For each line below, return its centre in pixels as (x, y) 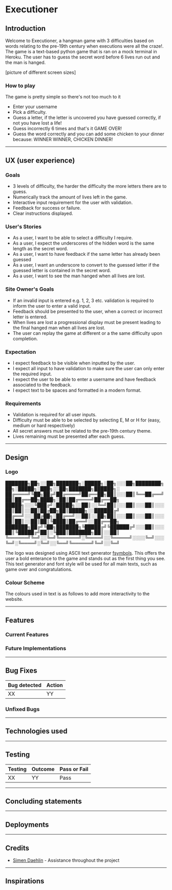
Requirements (23, 403)
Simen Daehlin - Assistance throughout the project (66, 860)
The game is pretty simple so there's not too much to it (63, 97)
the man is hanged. (26, 62)
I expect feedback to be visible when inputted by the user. (74, 363)
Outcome (43, 769)
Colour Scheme (25, 582)
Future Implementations (36, 649)
